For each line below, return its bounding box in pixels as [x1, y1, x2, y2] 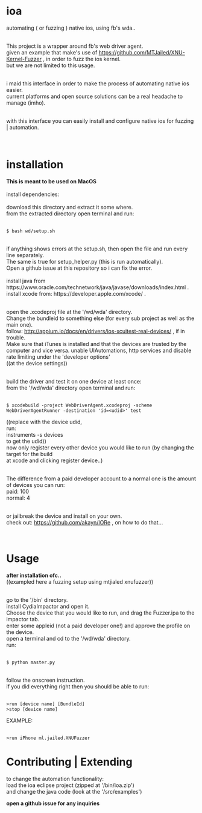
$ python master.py [6, 659, 55, 665]
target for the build [6, 450, 53, 457]
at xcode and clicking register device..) [6, 457, 103, 464]
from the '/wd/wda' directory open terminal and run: [6, 384, 136, 391]
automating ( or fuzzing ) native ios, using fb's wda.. [6, 24, 136, 31]
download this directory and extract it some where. [6, 203, 133, 211]
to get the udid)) [6, 437, 47, 445]
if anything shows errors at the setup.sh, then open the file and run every [6, 245, 188, 252]
